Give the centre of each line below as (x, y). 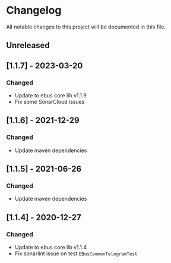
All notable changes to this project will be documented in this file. (86, 27)
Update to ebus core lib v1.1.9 (51, 96)
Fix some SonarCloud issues (50, 102)
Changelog (34, 10)
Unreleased (28, 45)
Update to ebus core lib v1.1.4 (51, 248)
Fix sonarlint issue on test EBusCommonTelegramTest (76, 254)
